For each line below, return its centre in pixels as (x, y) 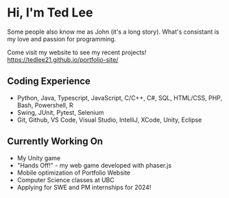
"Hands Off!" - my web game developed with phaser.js (94, 165)
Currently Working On (55, 141)
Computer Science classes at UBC (65, 179)
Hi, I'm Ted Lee (50, 13)
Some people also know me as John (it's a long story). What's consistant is (113, 32)
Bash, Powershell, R (45, 105)
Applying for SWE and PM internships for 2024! (84, 187)
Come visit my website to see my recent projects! (77, 52)
